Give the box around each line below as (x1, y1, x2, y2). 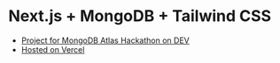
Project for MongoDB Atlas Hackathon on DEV (20, 35, 190, 45)
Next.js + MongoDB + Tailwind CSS (8, 6, 272, 26)
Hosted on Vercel (20, 44, 85, 54)
